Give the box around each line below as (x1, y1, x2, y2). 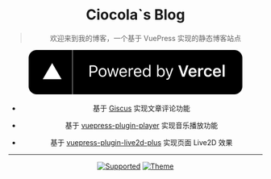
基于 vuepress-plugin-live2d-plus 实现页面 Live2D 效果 (50, 137, 233, 147)
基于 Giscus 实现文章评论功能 (92, 103, 191, 113)
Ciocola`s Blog (85, 6, 186, 24)
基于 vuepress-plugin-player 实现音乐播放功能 (65, 120, 219, 130)
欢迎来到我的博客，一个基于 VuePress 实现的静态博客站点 (49, 33, 242, 43)
